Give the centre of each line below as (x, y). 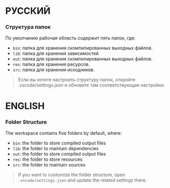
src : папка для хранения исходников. (54, 70)
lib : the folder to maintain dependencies (56, 148)
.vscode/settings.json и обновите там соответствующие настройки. (91, 85)
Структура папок (28, 27)
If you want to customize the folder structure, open (71, 175)
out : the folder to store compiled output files (59, 154)
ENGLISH (25, 106)
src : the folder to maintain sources (49, 164)
